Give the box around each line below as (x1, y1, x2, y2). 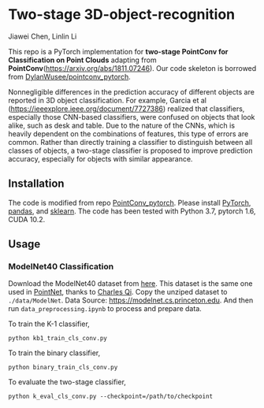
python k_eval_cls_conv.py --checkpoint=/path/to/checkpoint (8, 392, 214, 401)
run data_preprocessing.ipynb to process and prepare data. (8, 304, 203, 313)
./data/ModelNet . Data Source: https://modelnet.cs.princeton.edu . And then (8, 295, 254, 305)
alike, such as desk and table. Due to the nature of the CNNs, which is (8, 121, 235, 130)
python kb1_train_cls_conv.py (8, 335, 108, 343)
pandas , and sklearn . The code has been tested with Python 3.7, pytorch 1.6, (8, 206, 256, 216)
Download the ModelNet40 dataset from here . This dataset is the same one (8, 279, 253, 288)
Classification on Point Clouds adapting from (8, 55, 157, 65)
